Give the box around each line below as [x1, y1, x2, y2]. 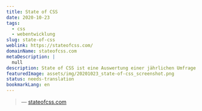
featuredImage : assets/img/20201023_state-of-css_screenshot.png [6, 71, 174, 77]
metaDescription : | [6, 54, 56, 60]
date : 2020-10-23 [6, 14, 50, 21]
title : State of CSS [6, 8, 59, 15]
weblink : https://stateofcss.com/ [6, 43, 94, 49]
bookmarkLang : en [6, 82, 50, 88]
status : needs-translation [6, 76, 74, 82]
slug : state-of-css [6, 37, 56, 43]
